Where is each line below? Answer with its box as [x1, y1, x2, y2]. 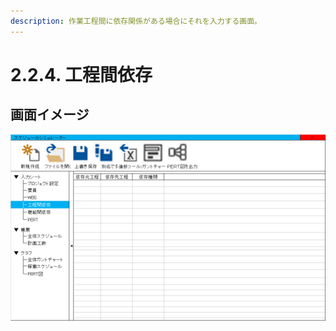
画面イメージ [10, 106, 90, 124]
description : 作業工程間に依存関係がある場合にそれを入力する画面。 [10, 16, 262, 26]
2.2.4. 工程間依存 [10, 63, 153, 86]
